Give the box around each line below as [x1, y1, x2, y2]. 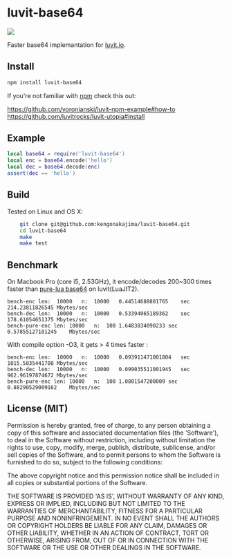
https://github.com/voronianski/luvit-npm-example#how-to [7, 105, 176, 113]
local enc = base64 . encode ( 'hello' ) [7, 157, 113, 164]
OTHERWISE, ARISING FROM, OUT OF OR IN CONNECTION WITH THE [7, 536, 209, 544]
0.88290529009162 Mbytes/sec [7, 384, 100, 391]
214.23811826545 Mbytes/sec [7, 304, 89, 312]
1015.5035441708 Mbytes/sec [7, 360, 89, 367]
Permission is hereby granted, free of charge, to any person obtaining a [7, 421, 211, 429]
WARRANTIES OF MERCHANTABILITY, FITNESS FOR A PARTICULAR [7, 507, 203, 515]
